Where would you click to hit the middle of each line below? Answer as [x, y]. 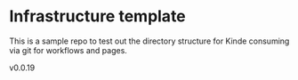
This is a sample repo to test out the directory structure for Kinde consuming [149, 41]
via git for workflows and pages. [68, 50]
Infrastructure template [98, 16]
